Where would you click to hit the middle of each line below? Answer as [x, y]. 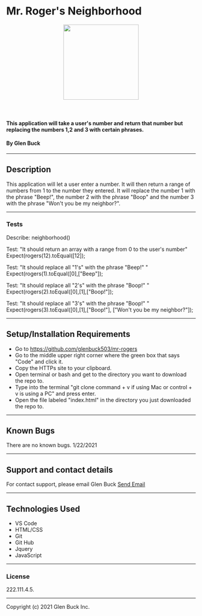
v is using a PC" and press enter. [55, 393]
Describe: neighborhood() [38, 237]
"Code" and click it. [39, 362]
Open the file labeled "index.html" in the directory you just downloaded [103, 400]
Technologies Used [43, 509]
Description [29, 170]
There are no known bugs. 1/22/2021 [52, 445]
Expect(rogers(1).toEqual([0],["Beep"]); [55, 273]
